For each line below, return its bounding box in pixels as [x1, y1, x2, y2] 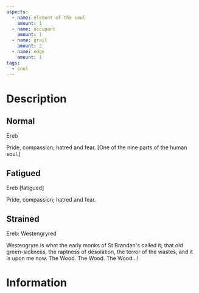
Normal [6, 116, 35, 126]
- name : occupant [12, 26, 56, 32]
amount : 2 [17, 43, 43, 49]
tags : [6, 60, 20, 66]
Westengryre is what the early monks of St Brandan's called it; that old [6, 242, 184, 249]
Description [6, 92, 67, 105]
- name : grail [12, 37, 47, 43]
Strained [6, 214, 40, 224]
